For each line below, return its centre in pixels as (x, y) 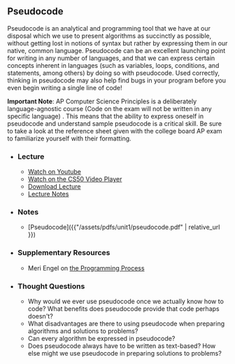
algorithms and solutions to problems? (83, 331)
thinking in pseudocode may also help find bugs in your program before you (116, 80)
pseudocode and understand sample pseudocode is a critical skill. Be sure (115, 123)
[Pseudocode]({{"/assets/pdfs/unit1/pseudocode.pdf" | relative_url (124, 227)
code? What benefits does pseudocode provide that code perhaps (123, 309)
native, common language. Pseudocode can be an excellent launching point (116, 50)
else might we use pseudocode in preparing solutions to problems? (124, 353)
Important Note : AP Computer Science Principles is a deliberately (102, 101)
